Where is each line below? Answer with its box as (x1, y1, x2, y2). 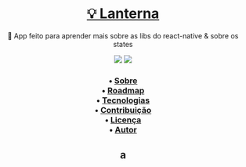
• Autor (108, 124, 138, 135)
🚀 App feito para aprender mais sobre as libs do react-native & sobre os (7, 31, 239, 40)
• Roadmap (101, 85, 145, 96)
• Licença (104, 114, 142, 125)
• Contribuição (94, 104, 152, 115)
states (113, 39, 133, 49)
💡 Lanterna (86, 5, 160, 23)
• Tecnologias (96, 95, 150, 106)
